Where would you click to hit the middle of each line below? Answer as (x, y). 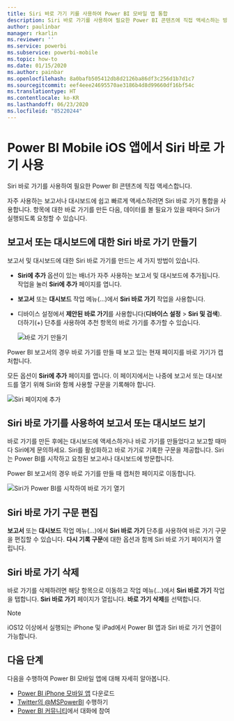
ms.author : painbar (36, 72)
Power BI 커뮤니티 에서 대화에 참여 (63, 711)
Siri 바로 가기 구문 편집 (53, 513)
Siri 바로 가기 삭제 (43, 572)
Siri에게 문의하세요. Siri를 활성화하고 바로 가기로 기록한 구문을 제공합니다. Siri (119, 450)
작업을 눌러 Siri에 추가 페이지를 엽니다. (69, 284)
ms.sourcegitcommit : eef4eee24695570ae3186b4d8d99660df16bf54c (101, 85)
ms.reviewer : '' (31, 40)
